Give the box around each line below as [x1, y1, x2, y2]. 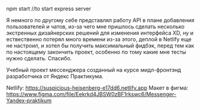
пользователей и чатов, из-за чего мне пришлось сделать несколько [6, 23, 185, 30]
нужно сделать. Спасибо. [6, 55, 72, 62]
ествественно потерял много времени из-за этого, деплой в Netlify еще [6, 36, 192, 42]
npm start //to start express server [6, 5, 91, 12]
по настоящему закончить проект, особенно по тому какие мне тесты [6, 48, 186, 56]
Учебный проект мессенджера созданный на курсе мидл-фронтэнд [6, 66, 181, 74]
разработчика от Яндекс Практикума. [6, 73, 104, 80]
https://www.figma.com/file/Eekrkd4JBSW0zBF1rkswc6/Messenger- [6, 91, 177, 97]
